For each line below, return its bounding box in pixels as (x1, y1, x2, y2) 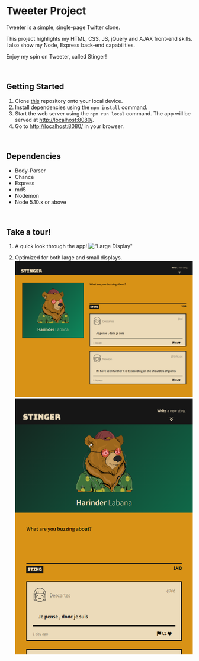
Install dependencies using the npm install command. (14, 104, 148, 111)
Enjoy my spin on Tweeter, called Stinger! (6, 53, 107, 60)
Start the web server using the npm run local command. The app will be (14, 110, 191, 117)
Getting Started (6, 82, 65, 92)
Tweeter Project (6, 4, 86, 18)
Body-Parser (14, 167, 46, 174)
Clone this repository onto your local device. (14, 97, 123, 104)
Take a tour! (6, 227, 52, 237)
